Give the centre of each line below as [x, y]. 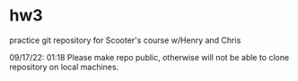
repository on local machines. [64, 67]
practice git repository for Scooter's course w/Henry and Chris [125, 40]
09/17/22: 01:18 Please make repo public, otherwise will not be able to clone [149, 57]
